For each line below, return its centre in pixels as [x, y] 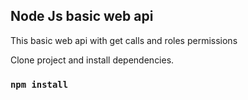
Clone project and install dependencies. [92, 60]
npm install [39, 84]
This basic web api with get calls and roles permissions [124, 40]
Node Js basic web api [82, 16]
